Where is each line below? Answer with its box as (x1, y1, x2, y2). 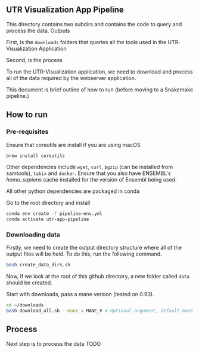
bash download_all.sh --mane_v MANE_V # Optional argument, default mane (6, 308, 194, 314)
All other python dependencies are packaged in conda (6, 188, 140, 195)
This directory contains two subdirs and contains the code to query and (6, 20, 182, 27)
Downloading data (6, 231, 61, 239)
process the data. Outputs (6, 27, 70, 34)
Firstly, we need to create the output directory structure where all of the (6, 244, 182, 251)
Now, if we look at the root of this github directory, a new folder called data (6, 273, 189, 280)
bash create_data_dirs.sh (6, 262, 70, 268)
